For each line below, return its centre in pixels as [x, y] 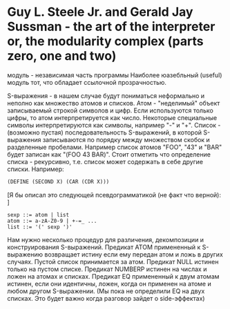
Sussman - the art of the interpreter [111, 27]
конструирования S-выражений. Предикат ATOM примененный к [104, 247]
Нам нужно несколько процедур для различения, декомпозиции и [106, 239]
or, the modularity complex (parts [105, 41]
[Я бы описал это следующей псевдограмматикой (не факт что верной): [114, 195]
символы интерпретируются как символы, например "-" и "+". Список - [114, 125]
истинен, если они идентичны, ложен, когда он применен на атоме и [109, 283]
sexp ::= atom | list [38, 215]
